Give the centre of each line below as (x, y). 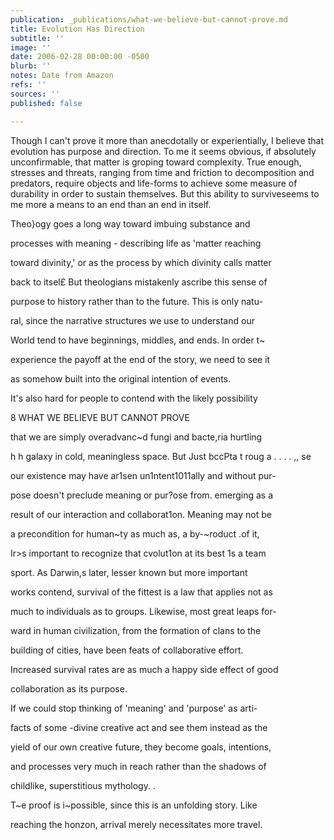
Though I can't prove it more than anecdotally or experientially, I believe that (167, 140)
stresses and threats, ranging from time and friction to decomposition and (162, 172)
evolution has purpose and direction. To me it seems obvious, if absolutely (163, 151)
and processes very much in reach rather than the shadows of (138, 766)
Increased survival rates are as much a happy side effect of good (144, 669)
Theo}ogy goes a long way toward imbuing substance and (130, 223)
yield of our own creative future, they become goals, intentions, (141, 747)
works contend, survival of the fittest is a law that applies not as (141, 592)
